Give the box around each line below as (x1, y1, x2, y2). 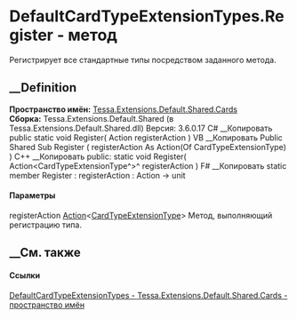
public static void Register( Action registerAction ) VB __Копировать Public (9, 132, 283, 143)
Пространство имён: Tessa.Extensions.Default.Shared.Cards (9, 104, 238, 115)
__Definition (9, 80, 77, 95)
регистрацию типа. (9, 219, 83, 230)
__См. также (9, 245, 82, 260)
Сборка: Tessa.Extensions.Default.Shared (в (9, 113, 174, 124)
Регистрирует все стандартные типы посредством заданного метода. (9, 54, 277, 65)
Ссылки (9, 269, 41, 281)
